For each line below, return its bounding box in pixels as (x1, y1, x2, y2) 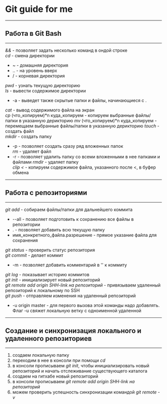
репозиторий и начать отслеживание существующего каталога (12, 368, 148, 374)
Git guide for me (5, 3, 73, 15)
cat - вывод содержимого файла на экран (5, 107, 94, 113)
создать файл (5, 128, 34, 134)
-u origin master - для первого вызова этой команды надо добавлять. (12, 302, 160, 308)
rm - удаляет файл (12, 148, 51, 154)
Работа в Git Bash (5, 29, 62, 38)
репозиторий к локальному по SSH (5, 287, 80, 293)
